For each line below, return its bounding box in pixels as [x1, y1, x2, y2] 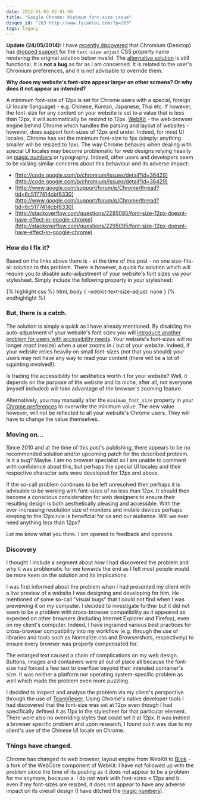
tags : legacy [6, 25, 39, 32]
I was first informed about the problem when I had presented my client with [6, 583, 190, 590]
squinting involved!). [6, 361, 57, 368]
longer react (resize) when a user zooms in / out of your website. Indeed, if [6, 341, 190, 349]
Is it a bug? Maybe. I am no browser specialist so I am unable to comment [6, 457, 186, 464]
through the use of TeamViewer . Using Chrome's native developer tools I [6, 695, 185, 702]
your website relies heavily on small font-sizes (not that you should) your [6, 347, 185, 355]
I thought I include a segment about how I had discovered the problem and [6, 559, 189, 566]
